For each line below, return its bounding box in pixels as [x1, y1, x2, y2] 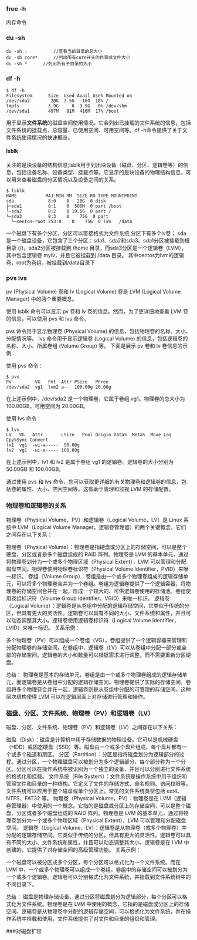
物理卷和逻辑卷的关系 [6, 501, 66, 510]
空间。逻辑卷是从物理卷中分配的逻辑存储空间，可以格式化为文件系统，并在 [6, 908, 186, 915]
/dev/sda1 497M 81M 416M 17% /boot [6, 108, 119, 114]
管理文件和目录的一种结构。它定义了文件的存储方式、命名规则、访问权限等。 [6, 780, 191, 787]
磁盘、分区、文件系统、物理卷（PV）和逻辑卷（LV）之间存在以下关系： [6, 723, 179, 730]
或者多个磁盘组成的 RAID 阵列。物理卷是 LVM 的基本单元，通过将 [26, 809, 184, 816]
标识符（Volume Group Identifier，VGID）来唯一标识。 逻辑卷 [21, 595, 170, 602]
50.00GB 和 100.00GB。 [6, 466, 64, 473]
